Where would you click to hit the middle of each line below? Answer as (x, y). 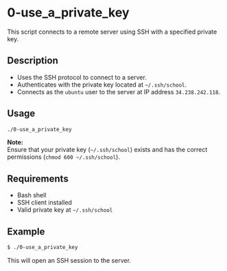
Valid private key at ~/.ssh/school (65, 210)
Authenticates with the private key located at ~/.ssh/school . (102, 85)
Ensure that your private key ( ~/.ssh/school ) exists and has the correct (107, 150)
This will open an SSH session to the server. (69, 260)
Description (33, 61)
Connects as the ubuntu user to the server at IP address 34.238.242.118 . (119, 91)
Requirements (38, 178)
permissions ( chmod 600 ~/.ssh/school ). (63, 157)
